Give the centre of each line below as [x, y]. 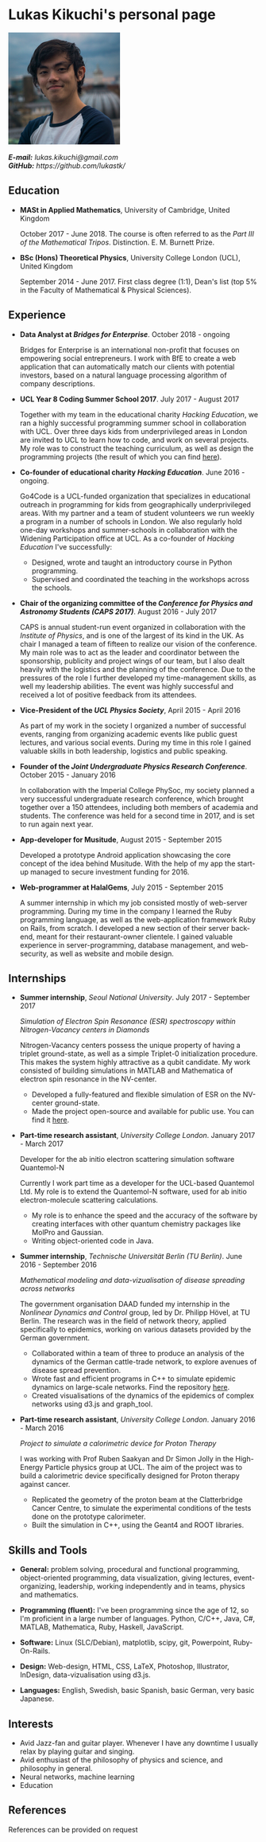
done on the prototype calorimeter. [89, 1517]
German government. [54, 1338]
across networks [47, 1289]
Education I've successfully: [66, 546]
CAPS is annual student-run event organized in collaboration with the [133, 627]
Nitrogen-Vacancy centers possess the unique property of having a [130, 1046]
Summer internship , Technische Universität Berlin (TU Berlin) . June [131, 1257]
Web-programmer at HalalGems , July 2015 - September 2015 [121, 887]
